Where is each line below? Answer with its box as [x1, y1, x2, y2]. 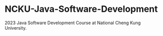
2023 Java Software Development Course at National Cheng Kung [4, 20, 141, 26]
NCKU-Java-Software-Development [4, 3, 158, 15]
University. [4, 25, 27, 31]
